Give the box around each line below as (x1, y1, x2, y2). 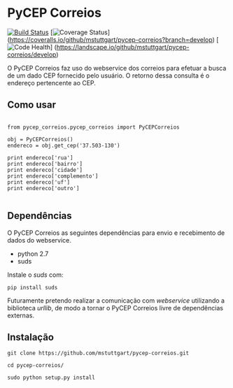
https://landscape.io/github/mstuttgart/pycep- (56, 43, 190, 51)
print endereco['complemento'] (7, 173, 99, 180)
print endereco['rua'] (7, 154, 73, 161)
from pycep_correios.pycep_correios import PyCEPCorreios (7, 124, 180, 131)
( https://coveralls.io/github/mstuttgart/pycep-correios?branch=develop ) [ (7, 35, 219, 43)
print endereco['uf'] (7, 178, 71, 186)
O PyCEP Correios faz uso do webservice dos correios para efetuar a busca (7, 64, 227, 72)
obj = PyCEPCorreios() (7, 136, 73, 143)
